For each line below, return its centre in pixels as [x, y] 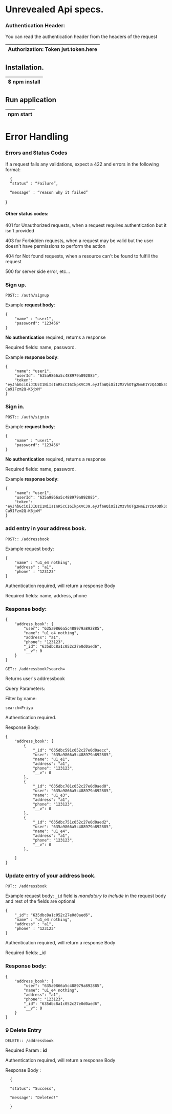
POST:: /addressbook [27, 539]
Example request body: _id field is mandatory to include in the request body [86, 896]
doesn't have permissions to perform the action [56, 246]
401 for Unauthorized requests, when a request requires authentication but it [86, 225]
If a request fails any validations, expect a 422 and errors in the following [82, 164]
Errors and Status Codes [36, 153]
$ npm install [24, 82]
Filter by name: [21, 698]
